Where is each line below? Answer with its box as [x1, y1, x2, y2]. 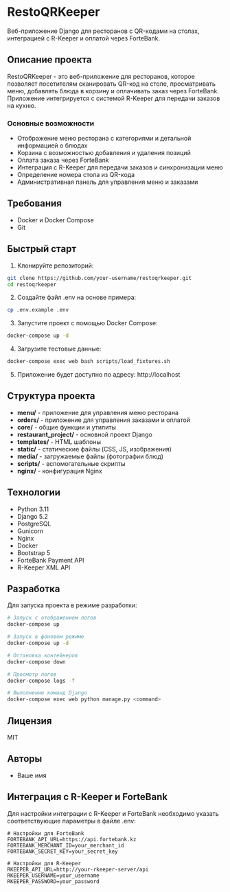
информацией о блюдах [16, 141, 88, 150]
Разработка [7, 583, 60, 595]
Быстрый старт [7, 243, 77, 255]
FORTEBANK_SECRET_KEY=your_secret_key [7, 848, 118, 855]
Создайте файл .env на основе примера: [16, 293, 137, 302]
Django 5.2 [16, 512, 48, 520]
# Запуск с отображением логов [7, 615, 97, 622]
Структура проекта [7, 390, 95, 402]
